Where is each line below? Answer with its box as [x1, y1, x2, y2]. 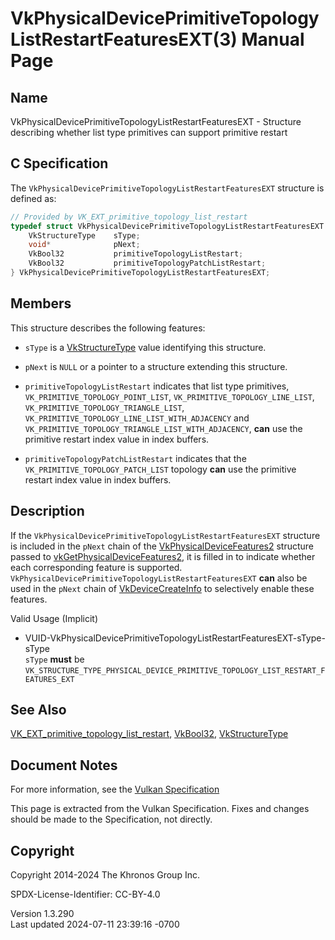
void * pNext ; [28, 240, 141, 250]
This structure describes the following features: [10, 322, 206, 334]
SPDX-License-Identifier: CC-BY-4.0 [10, 888, 161, 900]
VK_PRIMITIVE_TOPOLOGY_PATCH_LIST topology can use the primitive [24, 463, 297, 475]
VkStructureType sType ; [28, 230, 141, 241]
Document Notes [10, 757, 118, 774]
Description [10, 503, 85, 520]
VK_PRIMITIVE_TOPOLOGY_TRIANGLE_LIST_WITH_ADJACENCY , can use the [24, 422, 303, 434]
